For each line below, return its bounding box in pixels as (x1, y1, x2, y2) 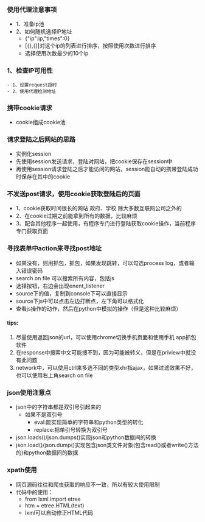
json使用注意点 (7, 388, 51, 397)
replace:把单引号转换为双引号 (33, 426, 108, 434)
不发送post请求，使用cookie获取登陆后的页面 (7, 190, 141, 199)
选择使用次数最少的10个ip (24, 50, 89, 57)
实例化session (15, 150, 52, 158)
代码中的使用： (15, 488, 54, 496)
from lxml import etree (24, 495, 81, 503)
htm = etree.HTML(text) (24, 501, 85, 509)
